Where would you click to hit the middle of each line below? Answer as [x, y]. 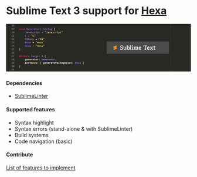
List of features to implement [41, 168]
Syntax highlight [34, 122]
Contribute [20, 155]
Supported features [30, 109]
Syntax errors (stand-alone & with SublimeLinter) [74, 129]
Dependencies [24, 83]
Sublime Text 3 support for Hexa [86, 11]
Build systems [31, 135]
